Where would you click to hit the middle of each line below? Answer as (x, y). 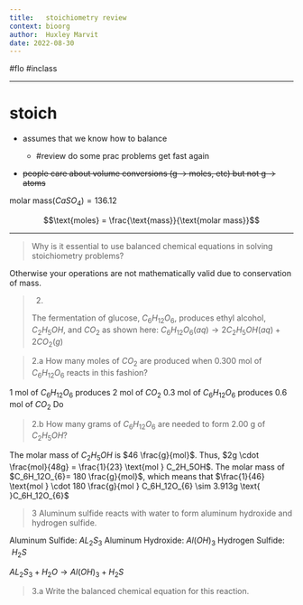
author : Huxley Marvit (54, 34)
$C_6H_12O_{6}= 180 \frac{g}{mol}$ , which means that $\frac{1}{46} (137, 476)
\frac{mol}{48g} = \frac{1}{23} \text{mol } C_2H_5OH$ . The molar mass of (147, 467)
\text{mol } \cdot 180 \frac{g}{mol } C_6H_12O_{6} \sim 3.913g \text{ (135, 486)
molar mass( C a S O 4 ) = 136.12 (63, 201)
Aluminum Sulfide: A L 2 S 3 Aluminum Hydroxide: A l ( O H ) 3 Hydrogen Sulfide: (147, 541)
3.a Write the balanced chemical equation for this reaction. (140, 591)
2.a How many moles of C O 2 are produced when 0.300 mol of (147, 362)
